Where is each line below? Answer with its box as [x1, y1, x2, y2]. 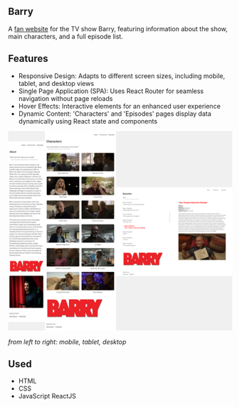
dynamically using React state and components [18, 116, 158, 125]
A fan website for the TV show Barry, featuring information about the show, [8, 24, 228, 33]
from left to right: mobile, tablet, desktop [8, 337, 127, 346]
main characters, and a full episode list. [8, 32, 124, 40]
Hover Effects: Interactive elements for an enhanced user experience [18, 102, 221, 110]
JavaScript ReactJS [18, 392, 77, 401]
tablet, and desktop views [18, 79, 95, 87]
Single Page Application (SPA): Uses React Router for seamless [18, 87, 204, 95]
